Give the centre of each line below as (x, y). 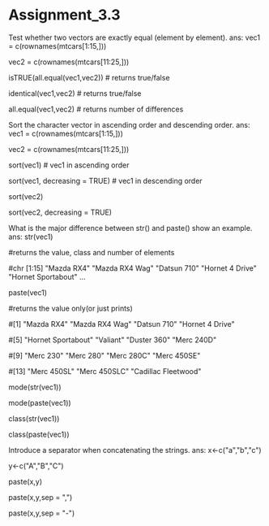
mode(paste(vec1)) (40, 402)
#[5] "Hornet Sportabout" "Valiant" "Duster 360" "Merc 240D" (113, 340)
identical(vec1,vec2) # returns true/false (75, 93)
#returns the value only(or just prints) (71, 308)
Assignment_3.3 (64, 15)
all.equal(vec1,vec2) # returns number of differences (96, 109)
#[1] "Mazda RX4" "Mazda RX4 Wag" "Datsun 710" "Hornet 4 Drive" (122, 324)
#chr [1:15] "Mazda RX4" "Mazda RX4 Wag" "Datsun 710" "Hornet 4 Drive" (132, 268)
